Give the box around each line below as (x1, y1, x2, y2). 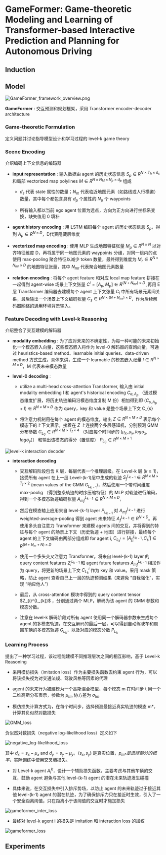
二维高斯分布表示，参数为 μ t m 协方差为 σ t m (12, 692, 100, 699)
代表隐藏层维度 (49, 231, 80, 237)
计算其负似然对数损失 (12, 710, 56, 716)
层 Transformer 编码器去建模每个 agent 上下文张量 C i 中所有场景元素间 (12, 288, 156, 296)
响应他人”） (27, 581, 51, 587)
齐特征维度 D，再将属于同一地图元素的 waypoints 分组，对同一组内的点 (12, 250, 157, 256)
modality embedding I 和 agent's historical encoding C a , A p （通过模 (19, 390, 157, 397)
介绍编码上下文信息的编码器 (5, 160, 62, 166)
